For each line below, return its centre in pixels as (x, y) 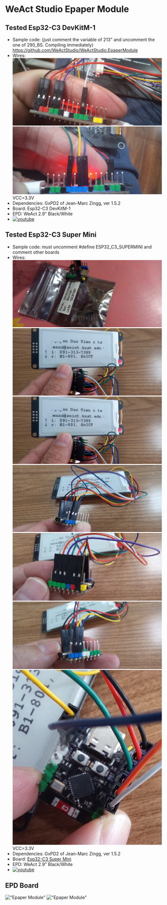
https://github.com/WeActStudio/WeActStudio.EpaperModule (75, 50)
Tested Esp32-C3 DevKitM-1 (50, 28)
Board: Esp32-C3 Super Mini (42, 859)
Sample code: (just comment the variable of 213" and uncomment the (83, 39)
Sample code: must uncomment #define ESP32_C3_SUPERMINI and (82, 247)
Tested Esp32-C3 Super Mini (51, 235)
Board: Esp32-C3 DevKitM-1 (42, 208)
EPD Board (22, 885)
